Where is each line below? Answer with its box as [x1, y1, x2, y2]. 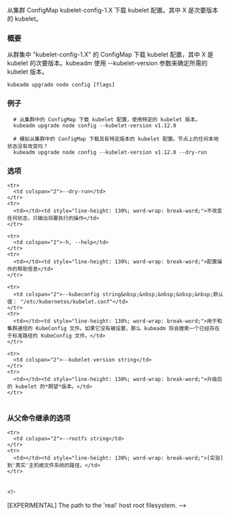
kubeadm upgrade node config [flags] [7, 81, 115, 88]
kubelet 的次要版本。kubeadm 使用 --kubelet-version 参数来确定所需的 [7, 59, 208, 68]
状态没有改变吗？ [7, 143, 49, 149]
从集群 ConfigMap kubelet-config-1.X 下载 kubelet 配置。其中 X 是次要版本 [7, 6, 218, 14]
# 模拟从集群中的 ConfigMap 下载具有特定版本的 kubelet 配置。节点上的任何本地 [13, 135, 219, 143]
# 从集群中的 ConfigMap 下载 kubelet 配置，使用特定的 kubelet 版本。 [13, 116, 201, 123]
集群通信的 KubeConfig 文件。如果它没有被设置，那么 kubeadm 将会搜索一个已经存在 [7, 324, 220, 332]
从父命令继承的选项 [7, 413, 71, 422]
